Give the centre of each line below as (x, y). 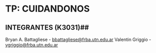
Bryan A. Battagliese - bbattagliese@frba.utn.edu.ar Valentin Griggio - (78, 39)
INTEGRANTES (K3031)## (47, 28)
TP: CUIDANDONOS (48, 9)
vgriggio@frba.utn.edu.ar (32, 45)
